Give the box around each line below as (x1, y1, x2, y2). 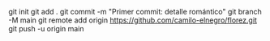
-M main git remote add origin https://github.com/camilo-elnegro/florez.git (8, 15, 258, 25)
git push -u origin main (8, 24, 84, 33)
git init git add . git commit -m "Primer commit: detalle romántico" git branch (8, 7, 262, 16)
